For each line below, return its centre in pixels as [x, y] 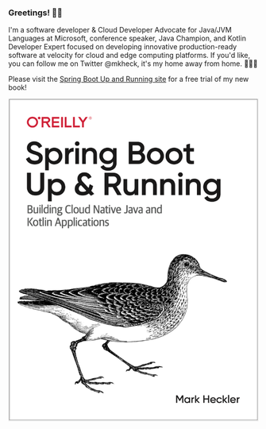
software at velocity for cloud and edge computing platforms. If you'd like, [129, 56]
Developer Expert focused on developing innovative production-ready [123, 47]
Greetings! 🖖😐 [36, 13]
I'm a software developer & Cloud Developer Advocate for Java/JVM [120, 30]
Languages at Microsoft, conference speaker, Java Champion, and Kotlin [127, 38]
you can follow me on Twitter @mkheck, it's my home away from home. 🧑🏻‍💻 [133, 64]
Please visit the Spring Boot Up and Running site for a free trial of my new [129, 79]
